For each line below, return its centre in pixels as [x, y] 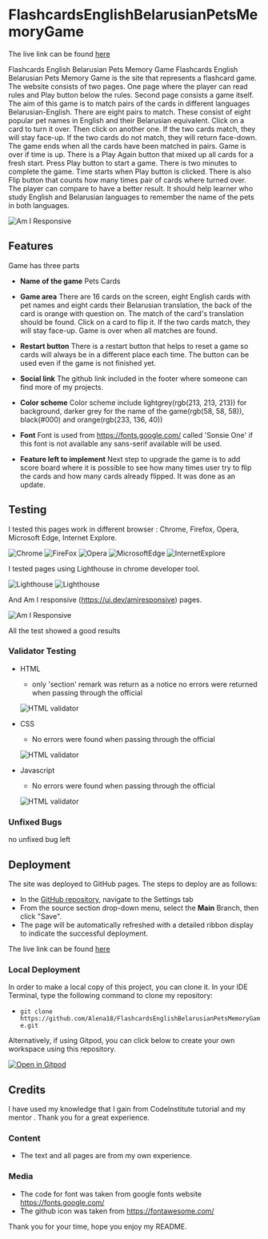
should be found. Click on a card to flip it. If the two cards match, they [135, 322]
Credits [27, 1090]
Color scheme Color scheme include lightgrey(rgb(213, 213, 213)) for [133, 403]
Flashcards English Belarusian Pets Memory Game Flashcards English [123, 69]
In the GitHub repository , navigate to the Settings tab [106, 899]
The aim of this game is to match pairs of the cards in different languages [129, 103]
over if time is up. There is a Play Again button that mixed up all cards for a [131, 154]
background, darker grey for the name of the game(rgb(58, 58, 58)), [132, 411]
